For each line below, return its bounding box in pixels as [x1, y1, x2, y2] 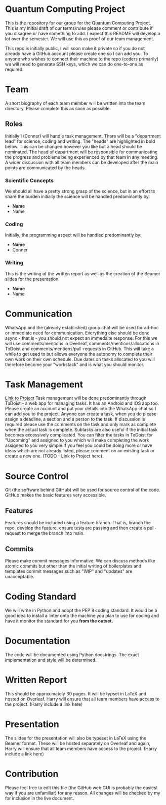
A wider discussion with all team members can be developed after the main [5, 159, 159, 165]
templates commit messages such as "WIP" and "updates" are [5, 568, 132, 574]
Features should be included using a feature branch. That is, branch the [5, 520, 151, 526]
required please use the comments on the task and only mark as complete [5, 422, 157, 428]
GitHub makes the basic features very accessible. [5, 492, 106, 498]
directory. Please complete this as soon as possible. [5, 105, 111, 111]
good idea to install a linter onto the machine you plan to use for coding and [5, 613, 159, 619]
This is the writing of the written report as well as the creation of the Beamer [5, 270, 161, 276]
